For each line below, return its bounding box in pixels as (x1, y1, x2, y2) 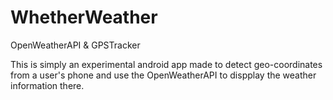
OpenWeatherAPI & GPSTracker (10, 39, 141, 51)
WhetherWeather (10, 6, 158, 29)
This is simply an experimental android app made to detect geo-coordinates (10, 58, 323, 70)
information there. (10, 79, 85, 91)
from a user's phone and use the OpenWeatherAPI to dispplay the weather (10, 69, 317, 81)
